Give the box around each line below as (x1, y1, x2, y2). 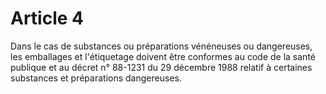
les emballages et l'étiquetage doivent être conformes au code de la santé (10, 50, 316, 62)
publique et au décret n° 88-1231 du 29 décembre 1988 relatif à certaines (10, 61, 313, 73)
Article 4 (10, 7, 85, 30)
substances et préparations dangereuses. (10, 72, 182, 84)
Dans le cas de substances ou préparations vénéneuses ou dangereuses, (10, 40, 313, 52)
